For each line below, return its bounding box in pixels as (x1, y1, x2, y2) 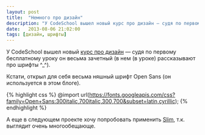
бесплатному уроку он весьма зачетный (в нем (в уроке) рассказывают (6, 55, 196, 62)
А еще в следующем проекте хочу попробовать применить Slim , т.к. (6, 116, 185, 123)
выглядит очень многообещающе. (6, 122, 96, 130)
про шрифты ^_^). (6, 61, 51, 69)
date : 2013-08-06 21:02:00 (6, 26, 81, 32)
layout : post (6, 9, 40, 15)
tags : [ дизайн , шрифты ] (6, 32, 67, 38)
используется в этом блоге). (6, 80, 81, 87)
